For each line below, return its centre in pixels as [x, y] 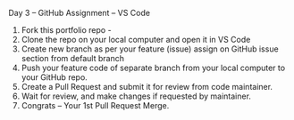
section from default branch [72, 58]
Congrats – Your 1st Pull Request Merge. [95, 105]
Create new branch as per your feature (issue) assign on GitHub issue [150, 49]
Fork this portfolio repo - [67, 30]
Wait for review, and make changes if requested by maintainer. [136, 96]
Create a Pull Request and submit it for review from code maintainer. [147, 87]
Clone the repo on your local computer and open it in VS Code [136, 40]
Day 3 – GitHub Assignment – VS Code [80, 13]
